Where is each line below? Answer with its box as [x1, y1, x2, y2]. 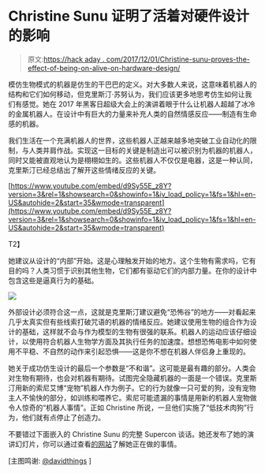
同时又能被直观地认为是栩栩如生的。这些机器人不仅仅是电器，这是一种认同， [8, 155, 257, 165]
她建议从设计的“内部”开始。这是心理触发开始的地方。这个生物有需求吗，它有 [8, 255, 256, 265]
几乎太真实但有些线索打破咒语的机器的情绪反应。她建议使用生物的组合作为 [8, 317, 250, 326]
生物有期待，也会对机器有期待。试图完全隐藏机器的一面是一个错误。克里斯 [14, 373, 257, 382]
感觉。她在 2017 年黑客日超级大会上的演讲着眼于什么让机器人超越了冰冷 [21, 99, 256, 109]
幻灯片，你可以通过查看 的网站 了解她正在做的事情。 [14, 439, 181, 449]
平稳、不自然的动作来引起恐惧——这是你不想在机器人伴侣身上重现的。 [21, 346, 250, 356]
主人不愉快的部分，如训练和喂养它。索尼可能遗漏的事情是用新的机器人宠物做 [8, 393, 257, 402]
